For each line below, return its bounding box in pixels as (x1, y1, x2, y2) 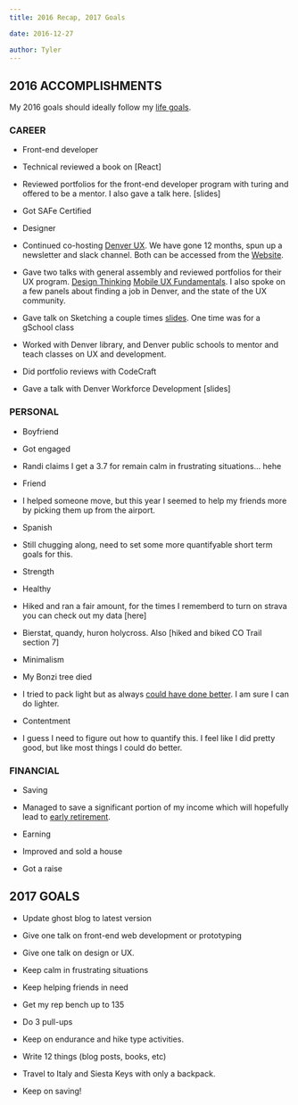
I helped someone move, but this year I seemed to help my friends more (21, 495, 287, 506)
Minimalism (21, 654, 65, 664)
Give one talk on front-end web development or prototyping (21, 929, 243, 941)
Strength (21, 565, 55, 576)
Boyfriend (21, 425, 60, 437)
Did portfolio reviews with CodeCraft (21, 367, 157, 377)
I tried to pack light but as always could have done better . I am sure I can (21, 689, 290, 699)
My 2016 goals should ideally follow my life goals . (9, 102, 192, 112)
